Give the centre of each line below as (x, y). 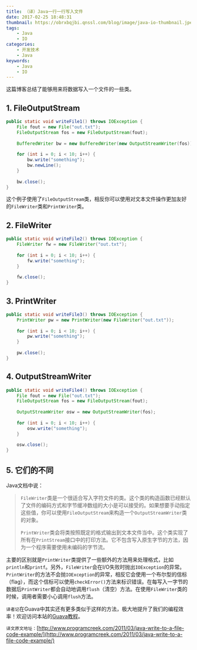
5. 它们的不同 (30, 470)
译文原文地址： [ (23, 628)
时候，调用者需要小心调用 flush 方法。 (51, 596)
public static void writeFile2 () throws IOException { (74, 239)
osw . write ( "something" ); (57, 428)
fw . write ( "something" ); (56, 261)
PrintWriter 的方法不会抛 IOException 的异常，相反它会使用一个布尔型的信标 (97, 574)
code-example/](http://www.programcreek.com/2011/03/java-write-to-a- (94, 634)
